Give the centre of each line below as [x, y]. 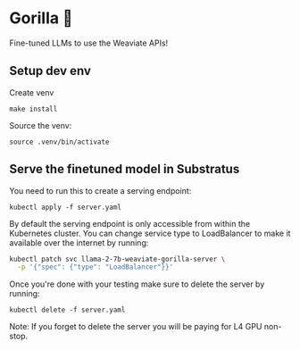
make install [33, 109]
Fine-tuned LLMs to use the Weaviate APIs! [89, 43]
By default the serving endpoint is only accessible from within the [130, 223]
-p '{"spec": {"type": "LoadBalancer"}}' [96, 267]
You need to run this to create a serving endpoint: [100, 190]
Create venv [32, 92]
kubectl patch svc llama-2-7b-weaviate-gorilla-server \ [117, 259]
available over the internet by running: [79, 242]
